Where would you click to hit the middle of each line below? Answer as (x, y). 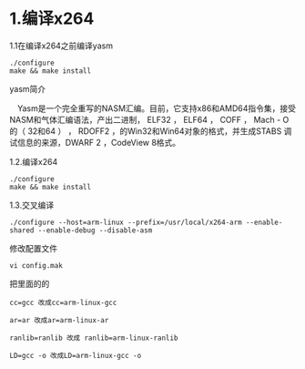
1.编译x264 (52, 19)
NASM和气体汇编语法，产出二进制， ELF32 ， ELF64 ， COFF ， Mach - (145, 119)
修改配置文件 (33, 248)
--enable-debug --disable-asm (95, 230)
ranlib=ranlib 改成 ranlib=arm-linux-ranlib (94, 338)
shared (22, 230)
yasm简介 (28, 88)
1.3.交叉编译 (32, 205)
